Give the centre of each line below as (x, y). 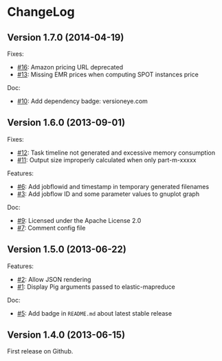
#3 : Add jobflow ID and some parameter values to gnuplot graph (108, 194)
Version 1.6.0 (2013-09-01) (66, 123)
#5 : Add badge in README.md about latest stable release (95, 313)
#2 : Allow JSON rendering (54, 279)
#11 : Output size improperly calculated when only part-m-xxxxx (107, 160)
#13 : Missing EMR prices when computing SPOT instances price (108, 74)
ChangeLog (41, 12)
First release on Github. (40, 351)
